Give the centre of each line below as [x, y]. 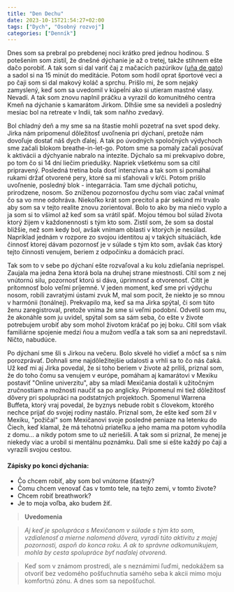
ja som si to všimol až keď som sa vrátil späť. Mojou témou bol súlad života [115, 215]
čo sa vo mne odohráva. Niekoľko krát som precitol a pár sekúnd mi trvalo [114, 200]
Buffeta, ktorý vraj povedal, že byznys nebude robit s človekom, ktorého [111, 405]
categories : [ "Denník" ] [42, 33]
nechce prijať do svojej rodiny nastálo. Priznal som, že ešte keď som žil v [112, 413]
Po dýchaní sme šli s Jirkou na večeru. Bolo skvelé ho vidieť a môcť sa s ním [117, 353]
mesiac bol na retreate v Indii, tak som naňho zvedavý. [86, 112]
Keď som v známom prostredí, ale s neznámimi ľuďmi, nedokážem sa [124, 566]
